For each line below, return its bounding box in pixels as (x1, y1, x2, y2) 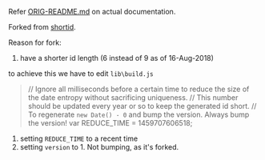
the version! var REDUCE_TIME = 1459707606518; (27, 118, 193, 127)
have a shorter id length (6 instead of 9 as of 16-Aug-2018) (19, 54, 215, 62)
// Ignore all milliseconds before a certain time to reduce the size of (27, 84, 250, 94)
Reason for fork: (8, 38, 62, 47)
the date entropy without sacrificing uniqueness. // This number (27, 93, 239, 102)
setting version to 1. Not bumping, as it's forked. (19, 142, 179, 151)
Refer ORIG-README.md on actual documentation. (8, 7, 176, 16)
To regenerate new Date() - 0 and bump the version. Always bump (27, 110, 250, 119)
